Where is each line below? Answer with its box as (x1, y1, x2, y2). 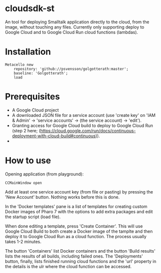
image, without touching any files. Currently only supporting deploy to (5, 24, 145, 30)
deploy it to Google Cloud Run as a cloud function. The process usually (5, 233, 146, 239)
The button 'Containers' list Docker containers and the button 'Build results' (5, 248, 156, 254)
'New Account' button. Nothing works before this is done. (5, 194, 120, 200)
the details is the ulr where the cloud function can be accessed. (5, 263, 132, 269)
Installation (5, 47, 51, 57)
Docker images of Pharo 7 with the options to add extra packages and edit (5, 209, 153, 214)
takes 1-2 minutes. (5, 239, 42, 244)
